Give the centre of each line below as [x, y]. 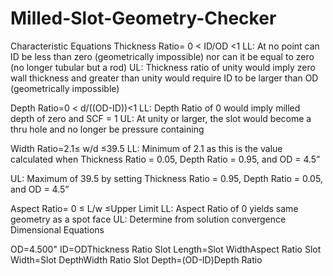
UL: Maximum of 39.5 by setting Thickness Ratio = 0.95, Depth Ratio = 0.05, [166, 178]
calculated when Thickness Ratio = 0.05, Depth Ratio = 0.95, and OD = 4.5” [165, 159]
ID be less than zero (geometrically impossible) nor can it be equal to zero [162, 56]
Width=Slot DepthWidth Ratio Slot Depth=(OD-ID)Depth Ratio [136, 259]
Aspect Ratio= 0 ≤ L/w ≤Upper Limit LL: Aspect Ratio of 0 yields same [154, 208]
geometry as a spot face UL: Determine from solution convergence [148, 219]
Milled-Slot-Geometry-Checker [143, 18]
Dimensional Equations [57, 229]
